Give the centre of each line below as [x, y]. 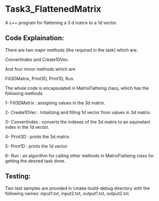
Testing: [18, 176]
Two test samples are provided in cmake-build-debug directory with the [78, 188]
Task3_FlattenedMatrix [53, 9]
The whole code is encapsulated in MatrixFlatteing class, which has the [77, 88]
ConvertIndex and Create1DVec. [37, 59]
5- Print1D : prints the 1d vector [36, 146]
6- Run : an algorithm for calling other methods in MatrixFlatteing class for [79, 155]
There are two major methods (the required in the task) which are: [71, 50]
